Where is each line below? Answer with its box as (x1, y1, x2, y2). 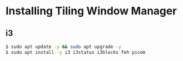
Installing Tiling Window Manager (5, 4, 178, 18)
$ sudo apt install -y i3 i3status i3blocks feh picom (5, 49, 146, 55)
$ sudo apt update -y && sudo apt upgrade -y (5, 44, 121, 50)
